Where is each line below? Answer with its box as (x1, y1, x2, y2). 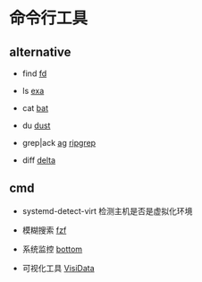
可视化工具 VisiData (21, 262, 96, 273)
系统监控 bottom (21, 244, 83, 254)
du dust (21, 120, 51, 131)
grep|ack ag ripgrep (21, 138, 97, 148)
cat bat (21, 103, 49, 113)
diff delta (21, 155, 56, 166)
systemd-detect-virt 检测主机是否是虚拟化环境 (21, 205, 193, 216)
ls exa (21, 86, 45, 96)
